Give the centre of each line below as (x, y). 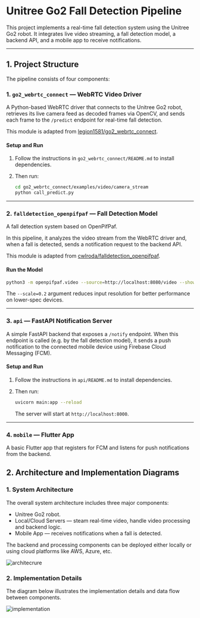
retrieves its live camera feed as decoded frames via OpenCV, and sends (96, 114)
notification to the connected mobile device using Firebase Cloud (86, 346)
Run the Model (25, 269)
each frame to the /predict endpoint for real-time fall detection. (84, 120)
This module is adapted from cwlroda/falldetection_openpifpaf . (83, 256)
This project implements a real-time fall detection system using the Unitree (98, 27)
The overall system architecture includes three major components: (87, 502)
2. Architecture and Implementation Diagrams (93, 473)
